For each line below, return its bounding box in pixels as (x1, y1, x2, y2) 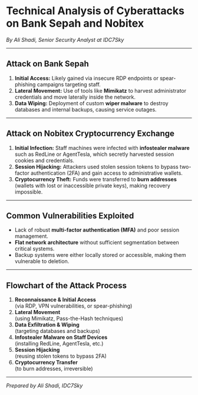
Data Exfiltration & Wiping (14, 321, 80, 328)
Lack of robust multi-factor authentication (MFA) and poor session (14, 226, 180, 234)
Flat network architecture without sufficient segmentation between (14, 239, 180, 246)
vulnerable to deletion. (14, 258, 70, 265)
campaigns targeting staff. (37, 81, 101, 88)
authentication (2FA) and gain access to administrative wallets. (30, 169, 183, 177)
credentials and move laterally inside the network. (14, 93, 136, 100)
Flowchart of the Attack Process (6, 280, 127, 290)
